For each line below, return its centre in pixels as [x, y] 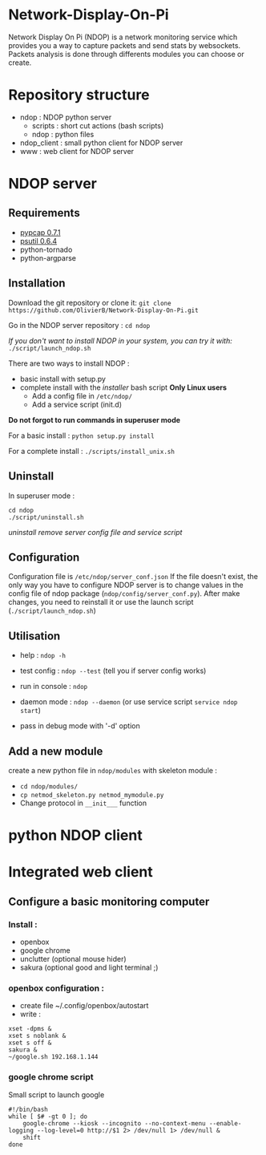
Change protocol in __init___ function [83, 803]
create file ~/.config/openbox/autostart [84, 1006]
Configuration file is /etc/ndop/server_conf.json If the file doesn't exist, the [133, 577]
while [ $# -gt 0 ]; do [48, 1116]
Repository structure [79, 95]
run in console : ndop [54, 687]
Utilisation [34, 636]
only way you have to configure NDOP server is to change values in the [126, 585]
